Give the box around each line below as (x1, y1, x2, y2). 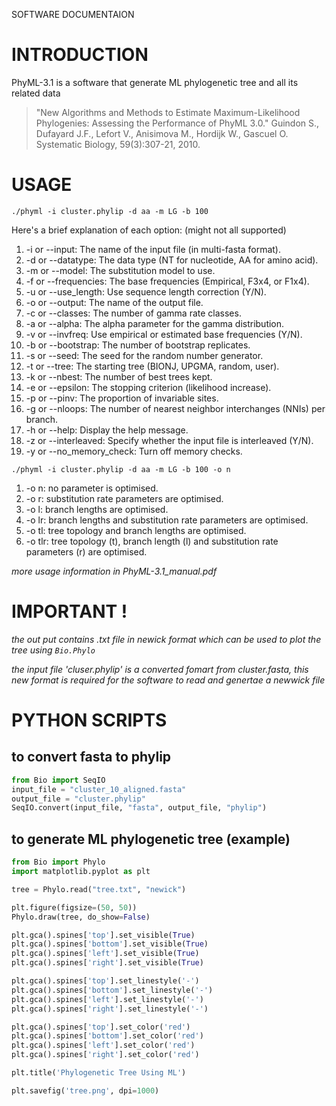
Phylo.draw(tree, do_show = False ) (11, 912, 151, 922)
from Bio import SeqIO (11, 775, 106, 785)
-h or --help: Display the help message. (25, 424, 189, 436)
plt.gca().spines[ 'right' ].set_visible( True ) (11, 958, 204, 968)
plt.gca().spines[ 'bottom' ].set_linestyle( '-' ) (11, 985, 214, 995)
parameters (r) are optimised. (25, 545, 148, 558)
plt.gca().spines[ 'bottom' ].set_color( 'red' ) (11, 1031, 204, 1041)
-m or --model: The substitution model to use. (25, 264, 216, 276)
